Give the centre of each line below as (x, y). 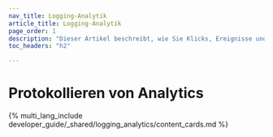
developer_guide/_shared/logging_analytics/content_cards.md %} (119, 124)
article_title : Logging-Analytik (65, 24)
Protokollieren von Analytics (106, 93)
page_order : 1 (32, 31)
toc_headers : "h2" (39, 46)
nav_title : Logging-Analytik (58, 16)
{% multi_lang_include (45, 116)
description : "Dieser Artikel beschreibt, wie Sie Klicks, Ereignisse (130, 39)
